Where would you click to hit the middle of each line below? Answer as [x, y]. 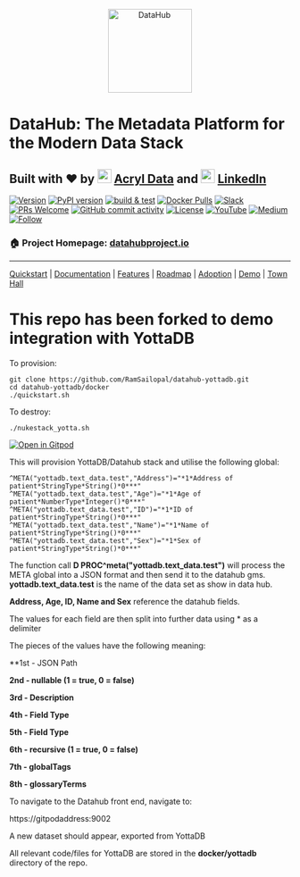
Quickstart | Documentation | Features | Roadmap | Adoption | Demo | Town [149, 274]
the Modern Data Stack [96, 143]
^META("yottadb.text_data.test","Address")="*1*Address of [121, 479]
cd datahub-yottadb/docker [59, 388]
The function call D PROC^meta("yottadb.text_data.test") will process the [147, 565]
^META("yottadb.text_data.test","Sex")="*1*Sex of [105, 541]
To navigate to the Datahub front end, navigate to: [101, 802]
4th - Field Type [39, 715]
